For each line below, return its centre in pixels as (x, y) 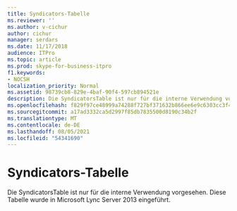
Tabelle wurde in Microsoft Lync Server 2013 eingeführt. (89, 200)
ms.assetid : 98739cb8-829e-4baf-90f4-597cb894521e (83, 92)
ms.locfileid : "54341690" (45, 138)
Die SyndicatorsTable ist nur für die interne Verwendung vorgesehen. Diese (117, 192)
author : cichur (30, 33)
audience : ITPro (31, 53)
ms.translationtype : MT (42, 118)
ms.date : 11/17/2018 (38, 46)
